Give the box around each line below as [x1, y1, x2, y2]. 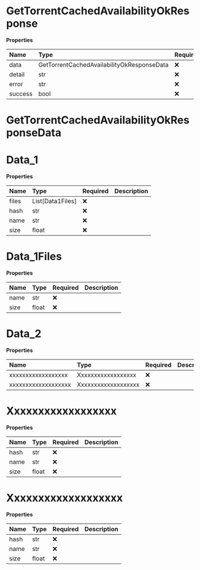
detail [9, 70, 25, 78]
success [9, 89, 33, 97]
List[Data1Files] [32, 197, 77, 206]
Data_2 [6, 327, 42, 341]
